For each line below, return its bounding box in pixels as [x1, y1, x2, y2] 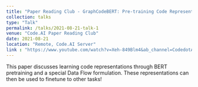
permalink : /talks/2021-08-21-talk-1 [6, 25, 99, 31]
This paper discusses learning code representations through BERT [6, 63, 168, 70]
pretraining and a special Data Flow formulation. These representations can [6, 69, 189, 76]
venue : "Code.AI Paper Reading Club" [6, 31, 99, 36]
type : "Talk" [6, 19, 38, 25]
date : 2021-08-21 [6, 36, 49, 42]
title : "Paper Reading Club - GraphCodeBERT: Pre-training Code [6, 8, 167, 15]
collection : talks [6, 14, 51, 20]
